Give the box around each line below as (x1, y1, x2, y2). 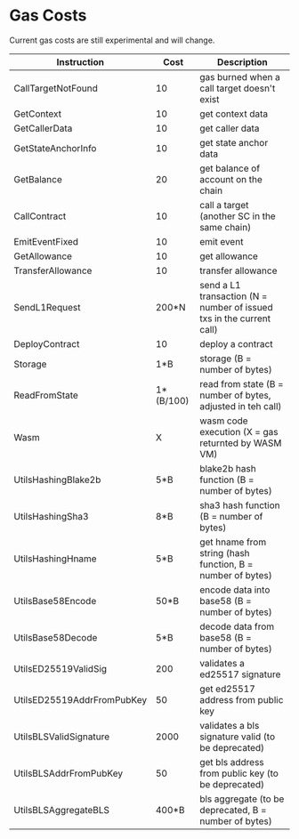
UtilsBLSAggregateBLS (13, 803, 109, 816)
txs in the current (199, 312, 271, 325)
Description (216, 55, 269, 68)
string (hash (199, 546, 251, 559)
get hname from (199, 536, 267, 548)
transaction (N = (199, 290, 268, 303)
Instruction (56, 55, 105, 68)
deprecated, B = (199, 803, 267, 816)
